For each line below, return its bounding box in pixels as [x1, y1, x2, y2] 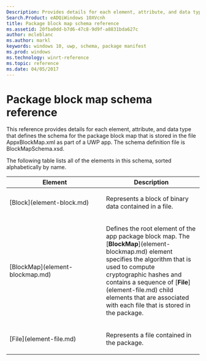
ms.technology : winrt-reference [6, 55, 89, 61]
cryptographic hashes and [106, 270, 182, 279]
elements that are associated [106, 294, 189, 302]
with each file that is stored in [106, 301, 191, 310]
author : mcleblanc [6, 32, 53, 38]
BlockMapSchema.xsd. [6, 145, 64, 153]
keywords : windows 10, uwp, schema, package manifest [6, 44, 147, 50]
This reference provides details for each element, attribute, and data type [6, 126, 192, 133]
